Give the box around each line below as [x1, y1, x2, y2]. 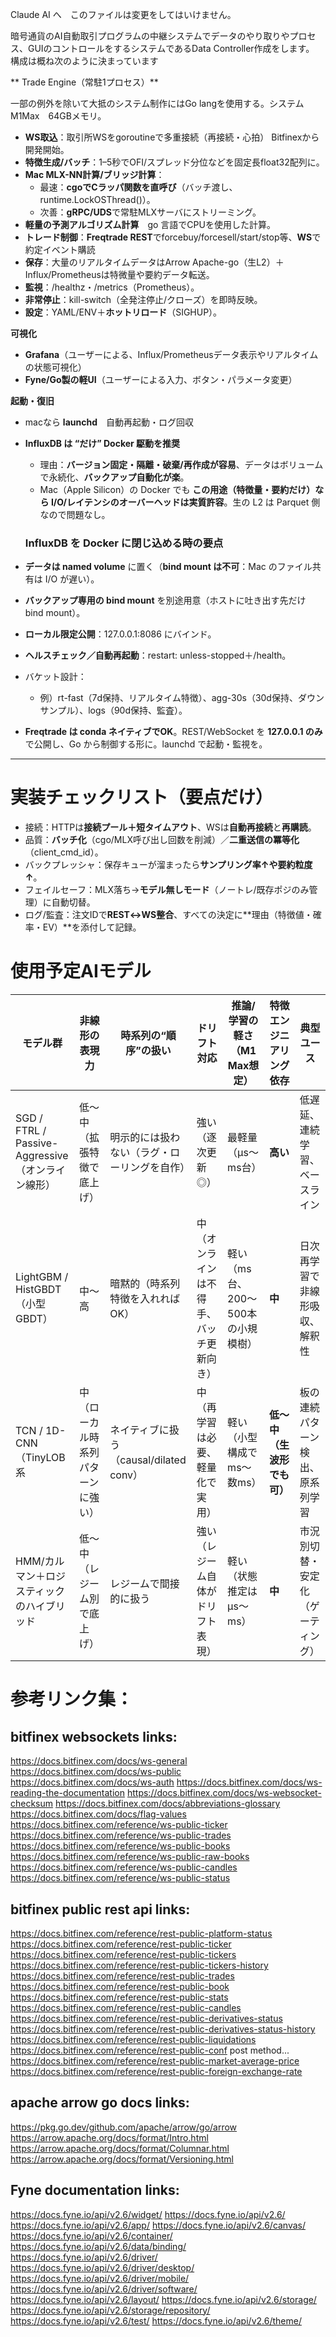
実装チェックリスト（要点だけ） [10, 786, 274, 809]
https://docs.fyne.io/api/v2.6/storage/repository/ [10, 2304, 211, 2316]
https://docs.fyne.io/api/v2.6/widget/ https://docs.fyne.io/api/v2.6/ [10, 2208, 286, 2220]
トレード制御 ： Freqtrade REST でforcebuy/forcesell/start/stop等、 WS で [24, 231, 322, 243]
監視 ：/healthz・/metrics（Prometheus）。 [24, 281, 200, 293]
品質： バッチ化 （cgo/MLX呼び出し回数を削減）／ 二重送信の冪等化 [24, 834, 300, 846]
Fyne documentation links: [10, 2182, 180, 2199]
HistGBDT [15, 1283, 62, 1297]
